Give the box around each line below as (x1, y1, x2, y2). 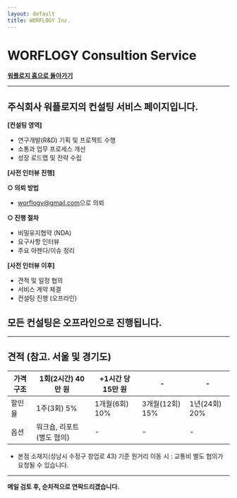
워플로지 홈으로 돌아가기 (7, 71, 73, 80)
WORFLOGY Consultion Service (7, 47, 197, 64)
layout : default (7, 10, 55, 18)
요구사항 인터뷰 (17, 237, 60, 246)
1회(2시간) (39, 374, 74, 384)
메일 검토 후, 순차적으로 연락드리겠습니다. (7, 482, 120, 491)
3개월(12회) (142, 398, 181, 408)
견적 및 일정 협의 (17, 276, 63, 285)
